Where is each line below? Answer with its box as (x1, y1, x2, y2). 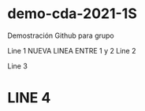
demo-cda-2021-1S (7, 5, 137, 23)
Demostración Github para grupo (7, 31, 115, 40)
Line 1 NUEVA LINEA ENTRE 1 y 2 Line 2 (7, 46, 136, 55)
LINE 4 (7, 89, 51, 107)
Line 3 (7, 61, 28, 71)
